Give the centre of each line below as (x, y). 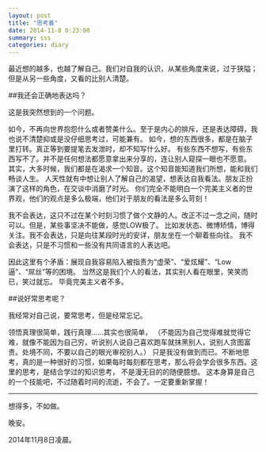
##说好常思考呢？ (37, 299)
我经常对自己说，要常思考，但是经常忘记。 (78, 316)
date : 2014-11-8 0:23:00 (49, 30)
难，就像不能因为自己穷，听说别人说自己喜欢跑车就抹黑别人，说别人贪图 (126, 343)
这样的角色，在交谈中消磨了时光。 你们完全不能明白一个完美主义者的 (134, 189)
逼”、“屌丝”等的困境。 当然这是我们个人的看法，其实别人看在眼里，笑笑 (125, 272)
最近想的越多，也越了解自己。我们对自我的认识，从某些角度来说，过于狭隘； (133, 69)
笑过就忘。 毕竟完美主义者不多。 (75, 282)
